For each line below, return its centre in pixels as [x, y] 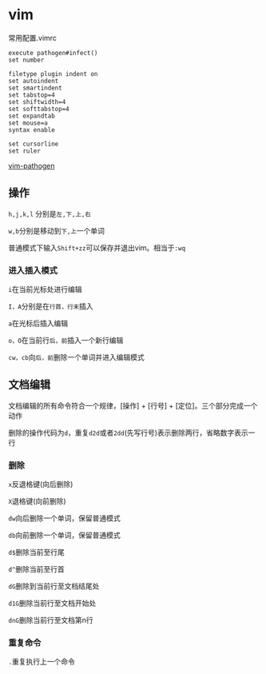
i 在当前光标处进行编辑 [45, 289]
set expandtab [32, 116]
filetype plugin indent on [53, 74]
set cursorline [34, 144]
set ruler [25, 151]
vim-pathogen [32, 166]
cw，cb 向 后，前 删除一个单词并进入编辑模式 [77, 357]
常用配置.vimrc [33, 38]
